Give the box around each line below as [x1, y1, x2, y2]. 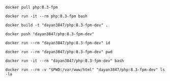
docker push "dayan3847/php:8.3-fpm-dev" [5, 32, 95, 37]
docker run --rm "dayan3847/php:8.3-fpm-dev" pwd [5, 49, 113, 55]
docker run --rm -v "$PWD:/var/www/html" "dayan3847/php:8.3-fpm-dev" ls [5, 67, 165, 72]
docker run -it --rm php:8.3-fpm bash [5, 14, 88, 19]
